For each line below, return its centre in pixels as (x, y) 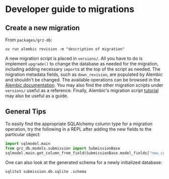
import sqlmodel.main (28, 144)
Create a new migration (43, 28)
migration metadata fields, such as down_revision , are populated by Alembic (84, 74)
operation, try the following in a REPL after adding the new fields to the (78, 129)
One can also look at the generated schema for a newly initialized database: (84, 162)
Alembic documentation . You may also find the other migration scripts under (84, 85)
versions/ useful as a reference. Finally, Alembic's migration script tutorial (82, 91)
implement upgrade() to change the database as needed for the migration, (82, 64)
